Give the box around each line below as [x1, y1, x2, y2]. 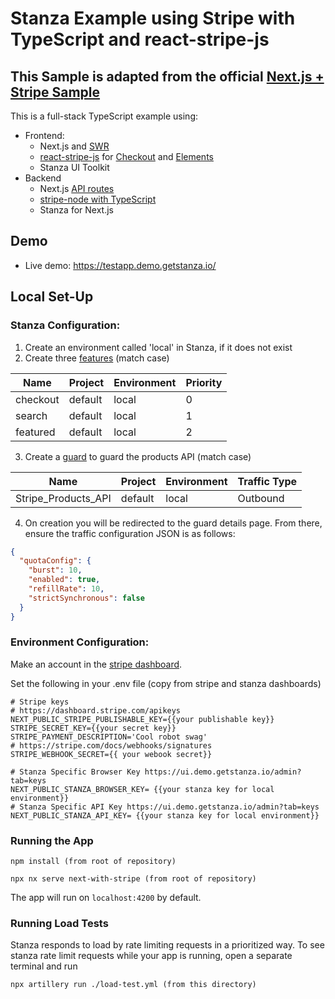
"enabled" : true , [28, 575, 101, 585]
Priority [185, 375, 223, 389]
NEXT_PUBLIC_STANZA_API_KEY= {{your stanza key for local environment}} [10, 810, 320, 821]
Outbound [237, 491, 285, 505]
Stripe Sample [10, 83, 101, 101]
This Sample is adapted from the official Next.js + [10, 68, 325, 85]
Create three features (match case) [24, 352, 170, 364]
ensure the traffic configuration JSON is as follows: [24, 527, 236, 539]
